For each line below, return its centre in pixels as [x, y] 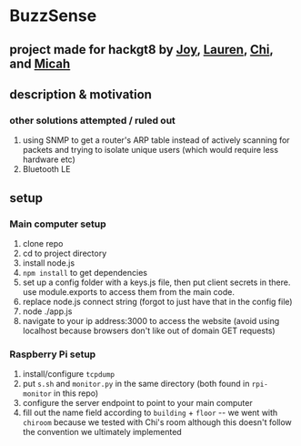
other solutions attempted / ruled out [92, 120]
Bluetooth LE [46, 169]
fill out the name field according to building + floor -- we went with [150, 413]
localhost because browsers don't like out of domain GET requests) [149, 330]
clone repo [43, 243]
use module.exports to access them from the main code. [128, 291]
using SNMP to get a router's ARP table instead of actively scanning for [156, 140]
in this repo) [76, 393]
